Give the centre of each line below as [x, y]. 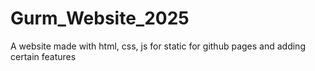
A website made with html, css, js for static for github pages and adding [158, 46]
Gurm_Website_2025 [100, 18]
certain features [43, 56]
